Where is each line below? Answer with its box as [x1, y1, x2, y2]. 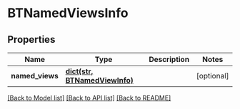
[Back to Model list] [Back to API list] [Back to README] [7, 94, 171, 102]
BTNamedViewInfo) [65, 76, 134, 85]
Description [149, 55, 190, 64]
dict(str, [65, 66, 94, 76]
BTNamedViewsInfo [7, 5, 129, 21]
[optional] [196, 71, 229, 81]
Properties [7, 33, 56, 46]
